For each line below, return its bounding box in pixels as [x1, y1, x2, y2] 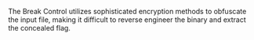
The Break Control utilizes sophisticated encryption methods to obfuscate [8, 7, 247, 16]
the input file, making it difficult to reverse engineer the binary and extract [8, 15, 247, 24]
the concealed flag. [8, 24, 71, 32]
